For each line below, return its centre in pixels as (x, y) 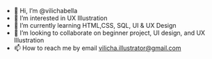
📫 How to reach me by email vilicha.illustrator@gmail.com (97, 48)
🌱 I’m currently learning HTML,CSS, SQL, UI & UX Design (95, 25)
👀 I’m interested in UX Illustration (60, 18)
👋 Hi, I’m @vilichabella (46, 11)
